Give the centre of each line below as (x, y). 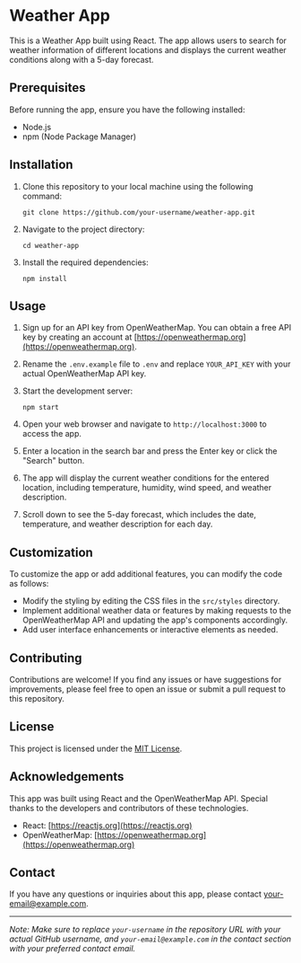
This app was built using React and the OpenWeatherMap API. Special (139, 798)
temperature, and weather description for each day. (117, 524)
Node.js (37, 127)
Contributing (46, 658)
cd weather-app (51, 245)
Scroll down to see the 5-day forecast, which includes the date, (139, 515)
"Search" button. (53, 461)
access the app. (52, 434)
